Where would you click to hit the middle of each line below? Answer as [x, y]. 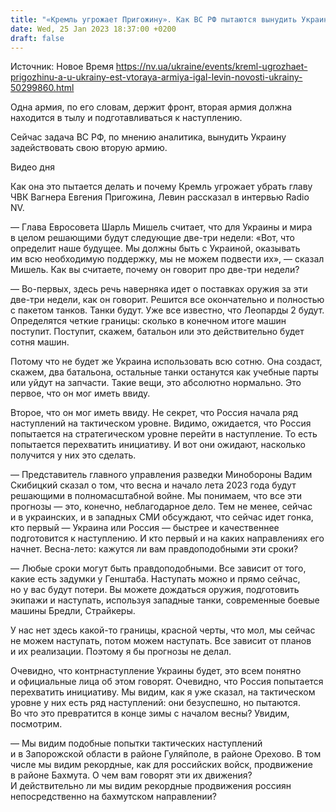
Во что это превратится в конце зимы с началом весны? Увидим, [150, 713]
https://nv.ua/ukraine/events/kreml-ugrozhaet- [211, 67]
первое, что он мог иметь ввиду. [80, 393]
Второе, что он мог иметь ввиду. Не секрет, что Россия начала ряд [154, 413]
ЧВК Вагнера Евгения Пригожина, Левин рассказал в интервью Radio [160, 197]
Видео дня [32, 167]
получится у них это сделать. [73, 455]
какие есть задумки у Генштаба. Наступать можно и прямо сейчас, [155, 579]
